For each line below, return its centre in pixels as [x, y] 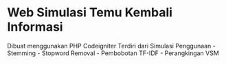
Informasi [35, 27]
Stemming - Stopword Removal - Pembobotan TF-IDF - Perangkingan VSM [113, 53]
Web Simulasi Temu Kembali [90, 13]
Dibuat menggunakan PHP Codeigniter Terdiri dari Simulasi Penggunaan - [112, 46]
